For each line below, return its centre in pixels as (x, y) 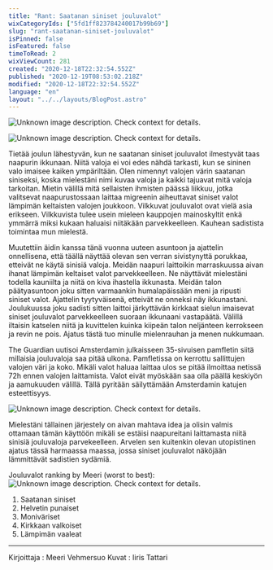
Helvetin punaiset (50, 508)
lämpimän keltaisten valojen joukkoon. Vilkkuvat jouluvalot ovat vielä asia (130, 206)
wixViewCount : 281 (39, 62)
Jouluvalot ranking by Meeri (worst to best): (82, 475)
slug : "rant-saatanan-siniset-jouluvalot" (81, 31)
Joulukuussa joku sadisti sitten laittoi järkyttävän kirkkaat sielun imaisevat (131, 308)
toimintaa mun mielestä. (48, 232)
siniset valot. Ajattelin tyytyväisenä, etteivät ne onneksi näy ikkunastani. (128, 300)
